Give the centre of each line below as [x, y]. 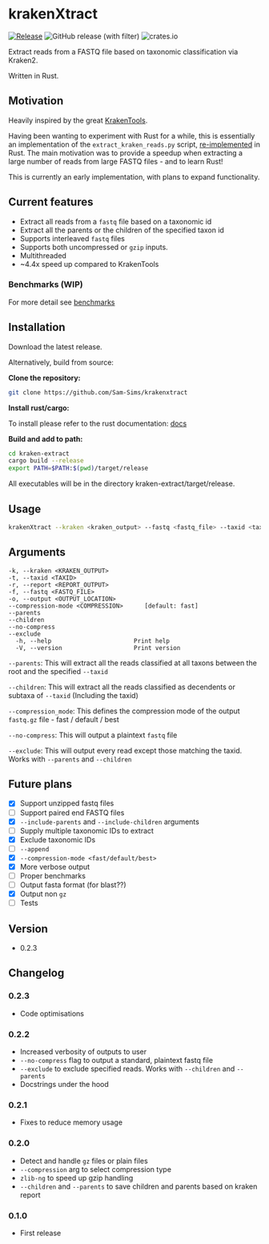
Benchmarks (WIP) [46, 285]
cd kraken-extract [39, 454]
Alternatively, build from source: [61, 362]
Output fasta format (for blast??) [73, 885]
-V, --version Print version [98, 648]
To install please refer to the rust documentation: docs [98, 423]
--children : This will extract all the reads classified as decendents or [122, 687]
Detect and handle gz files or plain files [84, 1161]
